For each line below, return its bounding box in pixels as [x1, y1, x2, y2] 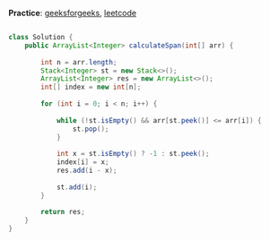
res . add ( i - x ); [56, 166, 118, 175]
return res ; [40, 208, 86, 217]
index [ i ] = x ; [56, 158, 109, 167]
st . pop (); [72, 125, 109, 133]
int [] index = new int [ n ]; [40, 82, 142, 92]
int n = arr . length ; [40, 57, 118, 66]
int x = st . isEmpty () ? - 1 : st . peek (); [56, 150, 210, 159]
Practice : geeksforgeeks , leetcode [8, 8, 136, 18]
